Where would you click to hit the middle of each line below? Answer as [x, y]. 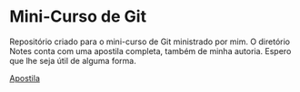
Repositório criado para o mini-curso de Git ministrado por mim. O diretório [150, 41]
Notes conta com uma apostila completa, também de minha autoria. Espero [150, 51]
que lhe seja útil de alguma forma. [73, 60]
